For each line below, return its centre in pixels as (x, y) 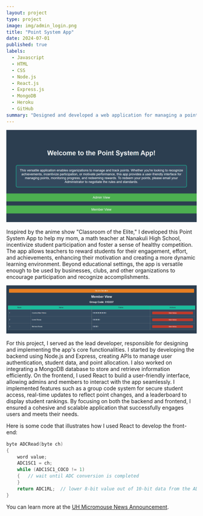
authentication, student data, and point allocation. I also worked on (89, 362)
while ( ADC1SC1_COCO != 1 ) (51, 470)
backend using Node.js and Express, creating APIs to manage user (89, 356)
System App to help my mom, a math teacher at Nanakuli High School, (94, 238)
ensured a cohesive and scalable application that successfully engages (95, 407)
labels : (16, 52)
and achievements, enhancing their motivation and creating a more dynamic (101, 257)
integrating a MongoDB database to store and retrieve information (88, 369)
